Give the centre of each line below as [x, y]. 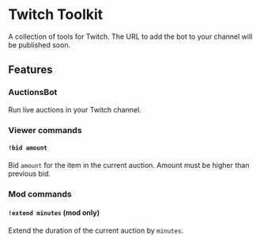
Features [30, 70]
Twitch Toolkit [56, 15]
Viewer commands [45, 130]
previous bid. [30, 173]
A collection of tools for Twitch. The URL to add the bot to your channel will [130, 36]
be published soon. [40, 44]
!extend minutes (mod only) [54, 213]
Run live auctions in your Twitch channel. [75, 109]
